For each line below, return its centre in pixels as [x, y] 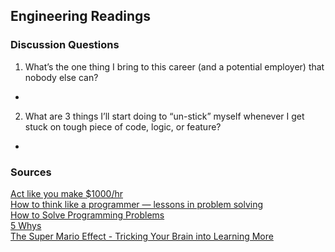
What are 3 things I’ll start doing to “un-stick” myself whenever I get [164, 116]
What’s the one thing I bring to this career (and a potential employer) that [174, 66]
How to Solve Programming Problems [87, 215]
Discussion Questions [65, 45]
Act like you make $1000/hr [66, 193]
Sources [31, 172]
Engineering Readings [81, 16]
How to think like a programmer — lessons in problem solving [137, 204]
